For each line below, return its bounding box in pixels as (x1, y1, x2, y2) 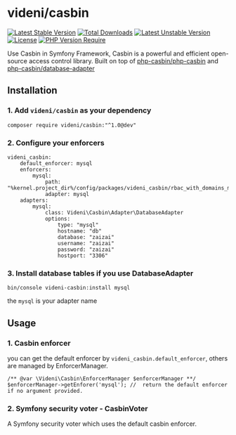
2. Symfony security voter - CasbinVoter (7, 403, 148, 413)
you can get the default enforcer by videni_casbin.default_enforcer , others (7, 353, 228, 363)
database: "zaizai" (57, 233, 114, 240)
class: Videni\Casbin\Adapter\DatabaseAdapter (44, 209, 184, 216)
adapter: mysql (44, 190, 90, 197)
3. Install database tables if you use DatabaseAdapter (7, 268, 194, 278)
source (7, 56, 28, 65)
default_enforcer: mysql (20, 160, 93, 167)
